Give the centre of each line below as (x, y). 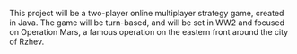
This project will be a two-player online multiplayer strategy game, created (147, 13)
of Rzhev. (27, 41)
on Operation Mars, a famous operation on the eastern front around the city (149, 32)
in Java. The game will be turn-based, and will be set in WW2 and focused (147, 22)
